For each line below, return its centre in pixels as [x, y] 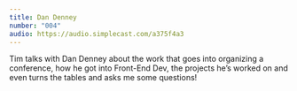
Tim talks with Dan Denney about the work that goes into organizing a [137, 59]
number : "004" [35, 26]
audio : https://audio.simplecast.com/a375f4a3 [97, 34]
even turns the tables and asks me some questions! [103, 78]
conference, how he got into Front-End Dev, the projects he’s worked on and [148, 68]
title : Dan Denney [43, 17]
